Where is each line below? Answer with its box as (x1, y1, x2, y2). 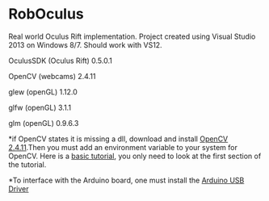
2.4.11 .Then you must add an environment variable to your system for (8, 142, 238, 152)
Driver (8, 183, 29, 194)
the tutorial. (8, 159, 47, 170)
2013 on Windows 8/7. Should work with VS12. (8, 40, 163, 49)
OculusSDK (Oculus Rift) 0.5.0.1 (8, 56, 113, 65)
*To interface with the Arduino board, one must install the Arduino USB (8, 175, 245, 185)
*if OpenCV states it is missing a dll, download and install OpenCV (8, 134, 229, 144)
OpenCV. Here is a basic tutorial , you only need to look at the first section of (8, 151, 262, 161)
